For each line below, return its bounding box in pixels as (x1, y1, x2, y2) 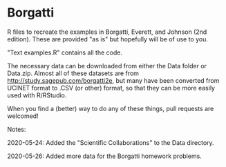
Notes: (7, 125, 26, 133)
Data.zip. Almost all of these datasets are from (7, 69, 140, 77)
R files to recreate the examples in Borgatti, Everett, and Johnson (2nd (7, 28, 207, 36)
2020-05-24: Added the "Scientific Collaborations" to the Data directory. (7, 138, 214, 146)
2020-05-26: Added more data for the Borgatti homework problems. (7, 152, 202, 160)
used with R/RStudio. (7, 91, 67, 99)
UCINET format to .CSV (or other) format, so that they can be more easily (7, 83, 216, 92)
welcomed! (7, 112, 39, 120)
